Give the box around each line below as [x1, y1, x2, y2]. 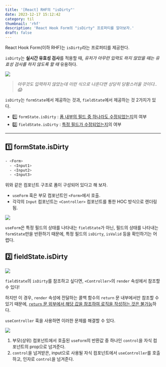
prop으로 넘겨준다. [29, 344, 66, 350]
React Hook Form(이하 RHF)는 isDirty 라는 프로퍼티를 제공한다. [5, 45, 130, 50]
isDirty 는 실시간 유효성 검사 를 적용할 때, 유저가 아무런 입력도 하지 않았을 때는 [5, 55, 155, 61]
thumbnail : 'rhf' [5, 21, 41, 26]
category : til [5, 16, 35, 21]
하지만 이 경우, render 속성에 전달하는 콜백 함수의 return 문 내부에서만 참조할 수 [5, 295, 159, 301]
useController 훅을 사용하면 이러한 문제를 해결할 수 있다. [5, 318, 116, 324]
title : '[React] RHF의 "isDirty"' [5, 7, 75, 12]
